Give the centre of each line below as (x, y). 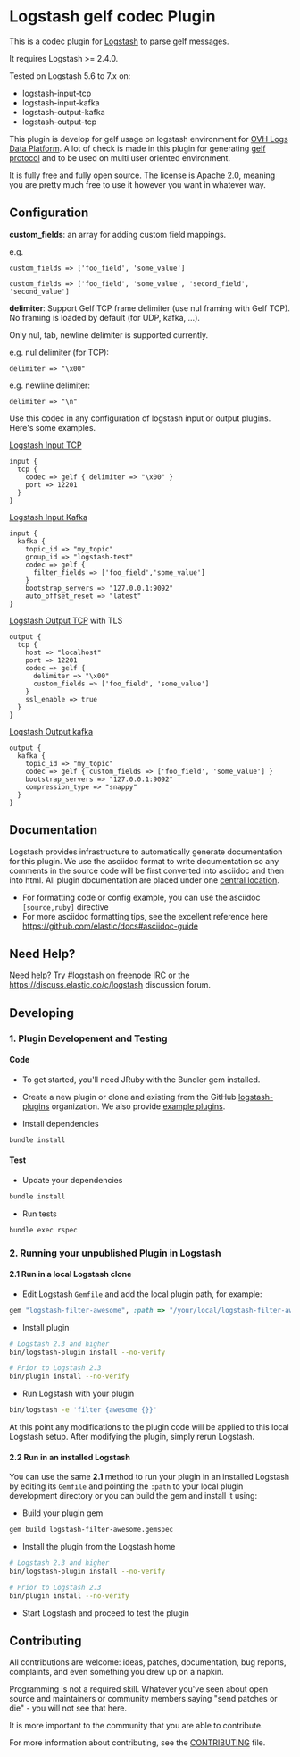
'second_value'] (39, 291)
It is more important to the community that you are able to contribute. (136, 1726)
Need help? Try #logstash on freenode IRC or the (100, 975)
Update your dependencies (72, 1180)
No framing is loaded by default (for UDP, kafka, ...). (105, 317)
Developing (42, 1013)
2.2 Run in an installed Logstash (70, 1457)
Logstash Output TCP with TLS (66, 620)
